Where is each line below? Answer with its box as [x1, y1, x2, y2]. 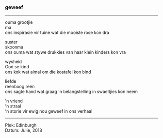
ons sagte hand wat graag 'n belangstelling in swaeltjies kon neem [5, 89, 138, 94]
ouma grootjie [5, 19, 33, 25]
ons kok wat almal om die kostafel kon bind [5, 69, 91, 75]
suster [5, 39, 18, 45]
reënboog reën [5, 84, 35, 90]
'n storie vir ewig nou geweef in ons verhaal [5, 108, 93, 114]
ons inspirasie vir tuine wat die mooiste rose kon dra [5, 30, 109, 35]
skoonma [5, 44, 23, 50]
